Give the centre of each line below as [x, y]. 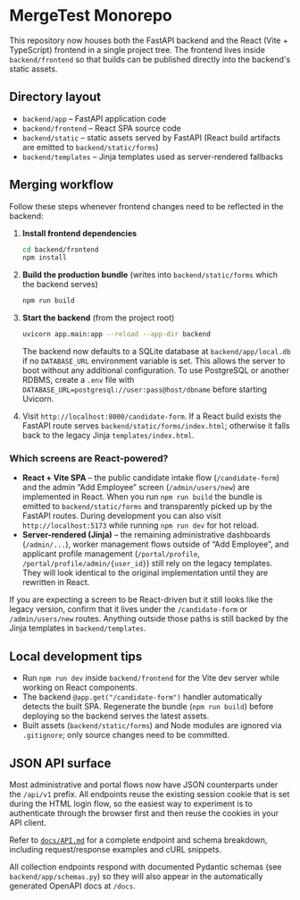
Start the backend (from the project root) [98, 318]
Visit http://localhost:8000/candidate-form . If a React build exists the [152, 416]
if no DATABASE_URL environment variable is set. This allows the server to [154, 361]
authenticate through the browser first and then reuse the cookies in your [144, 813]
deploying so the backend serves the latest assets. [116, 716]
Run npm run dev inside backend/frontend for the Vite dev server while [150, 678]
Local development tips [76, 656]
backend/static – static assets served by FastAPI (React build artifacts [151, 137]
